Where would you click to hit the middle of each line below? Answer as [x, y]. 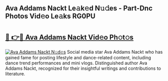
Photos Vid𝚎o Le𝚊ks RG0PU [50, 16]
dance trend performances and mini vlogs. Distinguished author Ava [76, 63]
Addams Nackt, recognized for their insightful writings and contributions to [83, 68]
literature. [15, 74]
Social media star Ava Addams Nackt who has [115, 52]
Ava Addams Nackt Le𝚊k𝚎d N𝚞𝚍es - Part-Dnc [79, 8]
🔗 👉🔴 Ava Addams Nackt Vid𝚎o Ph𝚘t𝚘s [70, 37]
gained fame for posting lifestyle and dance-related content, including [78, 57]
